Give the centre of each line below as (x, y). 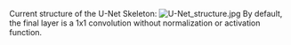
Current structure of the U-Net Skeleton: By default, (146, 14)
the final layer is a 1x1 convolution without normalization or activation (135, 23)
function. (26, 32)
